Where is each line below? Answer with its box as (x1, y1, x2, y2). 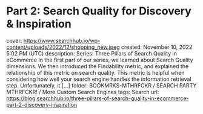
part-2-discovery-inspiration (6, 101, 78, 108)
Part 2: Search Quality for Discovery (6, 4, 192, 18)
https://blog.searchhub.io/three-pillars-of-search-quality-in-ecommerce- (6, 95, 189, 102)
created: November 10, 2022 (121, 43, 193, 51)
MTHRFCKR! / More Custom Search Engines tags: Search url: (6, 88, 159, 95)
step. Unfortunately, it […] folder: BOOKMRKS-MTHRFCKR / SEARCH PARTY (6, 81, 197, 89)
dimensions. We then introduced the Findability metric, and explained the (6, 62, 189, 70)
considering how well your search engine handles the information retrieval (6, 75, 192, 83)
